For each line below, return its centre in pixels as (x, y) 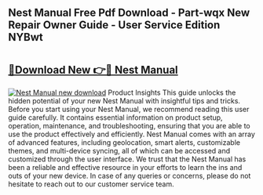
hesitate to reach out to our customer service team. (91, 184)
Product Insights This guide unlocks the (172, 92)
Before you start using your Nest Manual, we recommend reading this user (129, 109)
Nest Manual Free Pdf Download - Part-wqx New (129, 13)
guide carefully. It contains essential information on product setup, (115, 117)
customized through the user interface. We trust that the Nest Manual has (127, 159)
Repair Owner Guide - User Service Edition (114, 25)
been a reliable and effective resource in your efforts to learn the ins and (125, 167)
